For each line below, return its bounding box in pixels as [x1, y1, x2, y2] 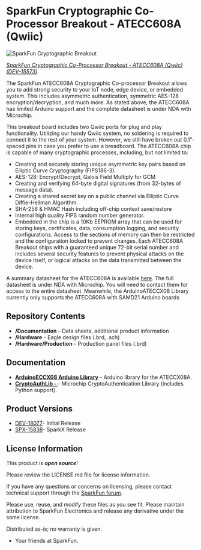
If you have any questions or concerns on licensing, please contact [6, 483, 172, 490]
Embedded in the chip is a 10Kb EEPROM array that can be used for [14, 218, 182, 225]
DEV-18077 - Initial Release [14, 420, 81, 427]
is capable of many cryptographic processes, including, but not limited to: [6, 149, 189, 156]
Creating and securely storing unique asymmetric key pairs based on [14, 160, 186, 167]
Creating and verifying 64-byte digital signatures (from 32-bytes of [14, 180, 181, 187]
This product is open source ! [6, 460, 78, 467]
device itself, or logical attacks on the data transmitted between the [14, 256, 182, 263]
